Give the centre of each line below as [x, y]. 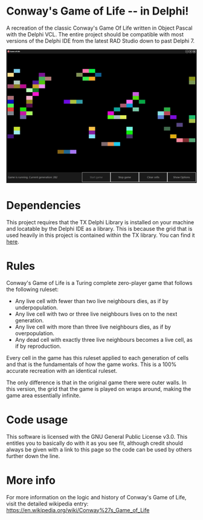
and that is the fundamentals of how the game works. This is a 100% [92, 364]
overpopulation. [34, 333]
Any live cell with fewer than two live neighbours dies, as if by [92, 301]
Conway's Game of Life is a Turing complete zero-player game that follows [99, 282]
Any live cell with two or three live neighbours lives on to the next [96, 314]
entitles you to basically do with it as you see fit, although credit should [95, 443]
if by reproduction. [38, 346]
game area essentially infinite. [43, 395]
